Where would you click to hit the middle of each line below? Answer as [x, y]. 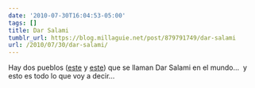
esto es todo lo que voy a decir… [62, 76]
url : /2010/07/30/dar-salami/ [58, 45]
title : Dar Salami [39, 30]
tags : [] [23, 23]
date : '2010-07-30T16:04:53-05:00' [67, 15]
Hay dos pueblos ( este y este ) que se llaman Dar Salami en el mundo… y [128, 67]
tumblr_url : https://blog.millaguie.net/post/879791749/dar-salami [122, 38]
